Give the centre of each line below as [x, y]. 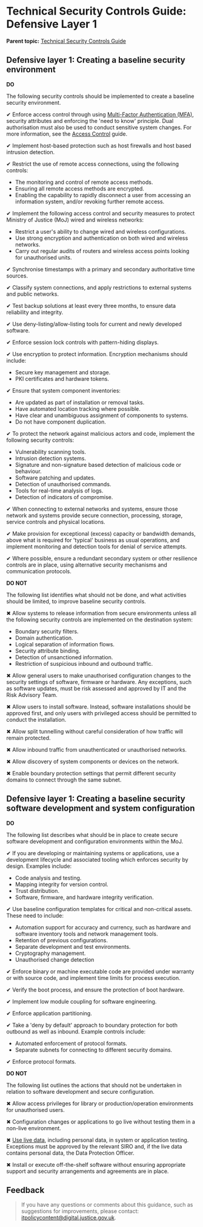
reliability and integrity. [35, 312]
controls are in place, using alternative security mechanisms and [87, 565]
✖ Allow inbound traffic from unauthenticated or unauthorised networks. [96, 749]
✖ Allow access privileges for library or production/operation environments [100, 1103]
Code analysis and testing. [48, 878]
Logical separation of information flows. [65, 644]
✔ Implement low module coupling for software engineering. [82, 1001]
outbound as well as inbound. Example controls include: [76, 1031]
